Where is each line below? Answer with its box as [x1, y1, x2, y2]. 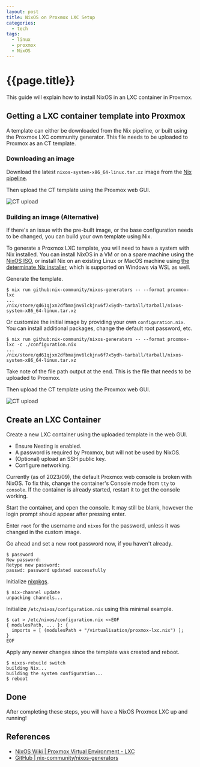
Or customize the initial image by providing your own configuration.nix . [6, 319, 185, 326]
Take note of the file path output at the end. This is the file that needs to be [6, 368, 192, 375]
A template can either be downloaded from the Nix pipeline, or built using [6, 127, 188, 134]
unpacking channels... [6, 595, 63, 601]
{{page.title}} [6, 73, 75, 87]
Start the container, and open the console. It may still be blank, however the [6, 504, 193, 511]
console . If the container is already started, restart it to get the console [6, 486, 180, 493]
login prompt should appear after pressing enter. [6, 510, 126, 517]
